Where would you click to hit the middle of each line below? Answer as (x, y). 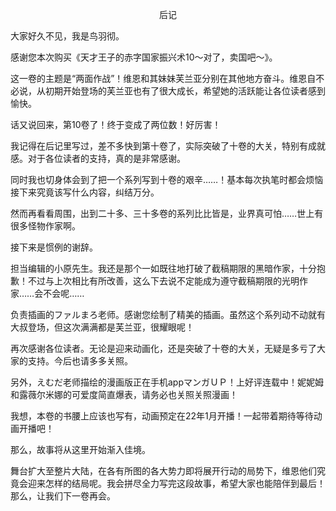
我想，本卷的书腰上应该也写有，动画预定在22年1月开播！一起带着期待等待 (162, 416)
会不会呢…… (59, 293)
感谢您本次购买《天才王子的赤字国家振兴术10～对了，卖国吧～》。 (144, 57)
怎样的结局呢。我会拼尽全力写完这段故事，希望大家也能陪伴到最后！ (185, 483)
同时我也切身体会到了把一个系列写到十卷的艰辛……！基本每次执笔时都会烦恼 (167, 179)
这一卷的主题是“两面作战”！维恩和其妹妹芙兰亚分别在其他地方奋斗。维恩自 (163, 78)
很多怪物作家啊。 (45, 226)
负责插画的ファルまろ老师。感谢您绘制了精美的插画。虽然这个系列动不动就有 (168, 314)
